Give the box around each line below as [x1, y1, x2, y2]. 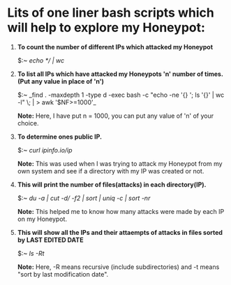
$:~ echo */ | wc [17, 56, 65, 64]
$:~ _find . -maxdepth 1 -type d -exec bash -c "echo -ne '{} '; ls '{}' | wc [17, 91, 225, 99]
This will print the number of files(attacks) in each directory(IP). [17, 180, 207, 189]
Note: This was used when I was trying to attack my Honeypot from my [17, 159, 223, 168]
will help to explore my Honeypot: [7, 20, 206, 36]
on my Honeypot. [17, 215, 68, 223]
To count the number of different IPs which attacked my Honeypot [17, 43, 214, 51]
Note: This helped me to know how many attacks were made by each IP [17, 207, 225, 215]
